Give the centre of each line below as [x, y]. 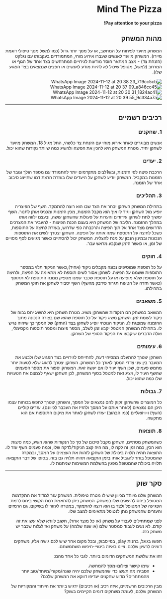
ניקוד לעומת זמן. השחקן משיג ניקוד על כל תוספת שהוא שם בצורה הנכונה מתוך [89, 317]
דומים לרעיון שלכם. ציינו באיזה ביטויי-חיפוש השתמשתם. [110, 547]
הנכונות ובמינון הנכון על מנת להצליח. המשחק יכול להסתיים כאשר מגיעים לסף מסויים [84, 238]
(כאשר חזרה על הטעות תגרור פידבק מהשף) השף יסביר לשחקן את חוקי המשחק [89, 283]
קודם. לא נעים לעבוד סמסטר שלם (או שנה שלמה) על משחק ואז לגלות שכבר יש [89, 526]
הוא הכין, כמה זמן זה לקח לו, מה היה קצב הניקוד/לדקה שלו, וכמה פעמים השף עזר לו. [83, 447]
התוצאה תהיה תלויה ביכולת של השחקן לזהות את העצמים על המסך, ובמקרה [92, 452]
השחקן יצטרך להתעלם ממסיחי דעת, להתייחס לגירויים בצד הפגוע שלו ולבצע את [88, 357]
